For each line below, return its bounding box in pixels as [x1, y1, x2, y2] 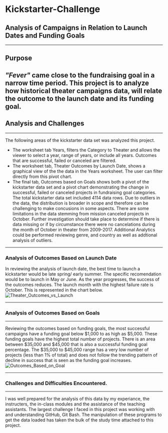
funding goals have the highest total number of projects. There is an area [5, 336, 156, 342]
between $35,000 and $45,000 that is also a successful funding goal [5, 341, 147, 347]
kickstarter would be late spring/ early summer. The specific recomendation [5, 271, 161, 277]
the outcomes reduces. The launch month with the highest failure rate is [5, 281, 153, 287]
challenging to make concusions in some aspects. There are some [12, 205, 149, 211]
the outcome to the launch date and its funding [5, 94, 154, 103]
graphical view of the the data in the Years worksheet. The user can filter [12, 168, 163, 174]
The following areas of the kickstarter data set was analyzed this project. [5, 137, 155, 143]
